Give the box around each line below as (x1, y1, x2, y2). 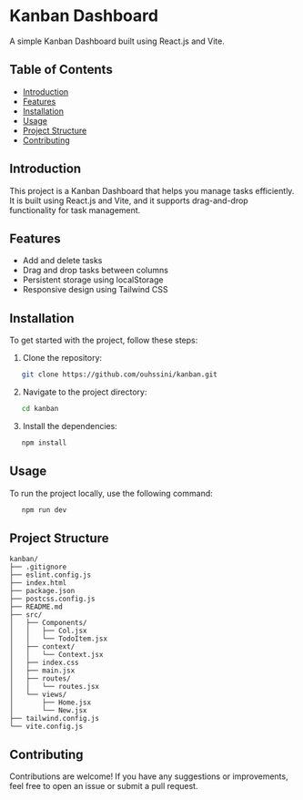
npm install (21, 438, 67, 447)
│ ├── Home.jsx (9, 698, 92, 707)
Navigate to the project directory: (22, 386, 147, 397)
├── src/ (9, 610, 43, 620)
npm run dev (21, 505, 67, 515)
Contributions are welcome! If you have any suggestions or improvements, (9, 771, 288, 782)
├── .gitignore (9, 562, 67, 572)
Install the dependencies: (22, 420, 118, 431)
